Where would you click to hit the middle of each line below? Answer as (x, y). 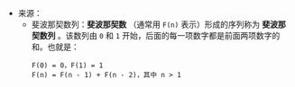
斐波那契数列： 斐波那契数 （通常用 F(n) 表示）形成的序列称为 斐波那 (158, 24)
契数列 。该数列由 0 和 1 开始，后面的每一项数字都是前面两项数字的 (156, 35)
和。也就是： (55, 47)
